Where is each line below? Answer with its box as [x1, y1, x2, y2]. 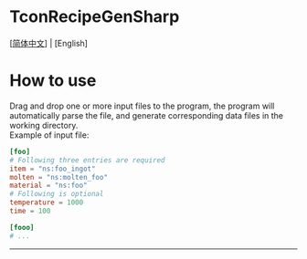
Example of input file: [9, 129, 90, 140]
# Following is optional [9, 190, 104, 199]
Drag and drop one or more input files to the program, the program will [9, 100, 275, 111]
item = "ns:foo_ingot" [9, 164, 96, 173]
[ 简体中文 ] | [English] [9, 37, 89, 48]
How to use [9, 70, 97, 91]
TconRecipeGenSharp [9, 6, 180, 27]
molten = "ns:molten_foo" [9, 172, 108, 181]
